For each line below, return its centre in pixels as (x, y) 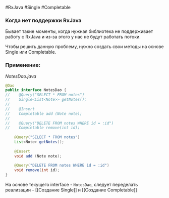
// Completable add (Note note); (44, 113)
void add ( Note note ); (38, 156)
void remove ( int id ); (37, 170)
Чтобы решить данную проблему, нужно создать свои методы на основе (84, 47)
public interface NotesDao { (36, 90)
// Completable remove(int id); (43, 128)
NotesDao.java (21, 76)
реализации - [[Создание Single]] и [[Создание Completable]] (71, 190)
